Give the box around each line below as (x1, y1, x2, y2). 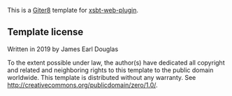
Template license (7, 26, 84, 38)
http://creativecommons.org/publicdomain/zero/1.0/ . (7, 81, 159, 89)
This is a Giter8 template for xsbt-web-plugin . (7, 6, 138, 14)
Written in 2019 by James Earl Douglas (7, 45, 119, 53)
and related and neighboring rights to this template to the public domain (7, 66, 214, 74)
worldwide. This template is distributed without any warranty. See (7, 73, 196, 81)
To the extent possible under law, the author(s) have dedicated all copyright (7, 58, 225, 67)
